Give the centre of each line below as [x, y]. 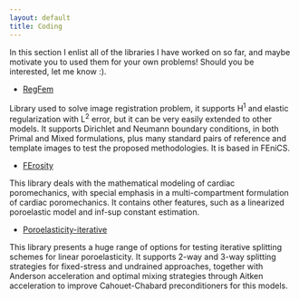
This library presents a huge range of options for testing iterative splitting [146, 247]
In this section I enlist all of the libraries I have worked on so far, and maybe [150, 52]
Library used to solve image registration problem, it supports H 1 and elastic [149, 107]
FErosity [38, 165]
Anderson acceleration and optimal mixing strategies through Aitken [136, 276]
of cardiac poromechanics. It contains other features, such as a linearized [147, 202]
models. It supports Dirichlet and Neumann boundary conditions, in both [144, 129]
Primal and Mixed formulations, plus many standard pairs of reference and [148, 138]
